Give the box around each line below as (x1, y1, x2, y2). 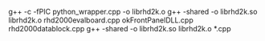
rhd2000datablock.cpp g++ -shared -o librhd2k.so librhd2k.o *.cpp (8, 24, 231, 33)
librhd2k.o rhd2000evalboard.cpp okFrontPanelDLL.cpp (8, 15, 194, 25)
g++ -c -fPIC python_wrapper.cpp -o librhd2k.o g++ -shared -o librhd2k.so (8, 7, 258, 16)
